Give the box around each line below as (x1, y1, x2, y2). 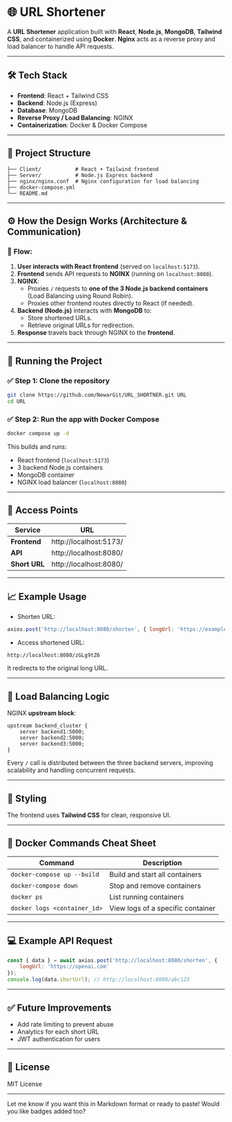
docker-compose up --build (10, 870, 99, 879)
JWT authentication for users (17, 1035, 101, 1043)
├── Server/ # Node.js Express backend (7, 172, 153, 178)
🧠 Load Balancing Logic (7, 690, 110, 702)
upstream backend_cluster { (7, 722, 88, 730)
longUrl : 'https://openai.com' (19, 963, 110, 971)
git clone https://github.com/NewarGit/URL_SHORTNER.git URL (7, 392, 187, 398)
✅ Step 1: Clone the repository (7, 376, 110, 385)
